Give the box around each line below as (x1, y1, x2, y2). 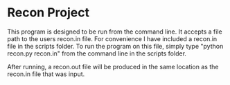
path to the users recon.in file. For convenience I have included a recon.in (7, 34, 218, 42)
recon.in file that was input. (7, 70, 85, 78)
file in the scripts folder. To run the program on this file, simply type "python (7, 42, 224, 50)
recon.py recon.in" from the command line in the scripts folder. (7, 49, 187, 58)
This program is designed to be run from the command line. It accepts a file (7, 27, 223, 36)
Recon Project (7, 5, 90, 21)
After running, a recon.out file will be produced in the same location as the (7, 62, 219, 71)
